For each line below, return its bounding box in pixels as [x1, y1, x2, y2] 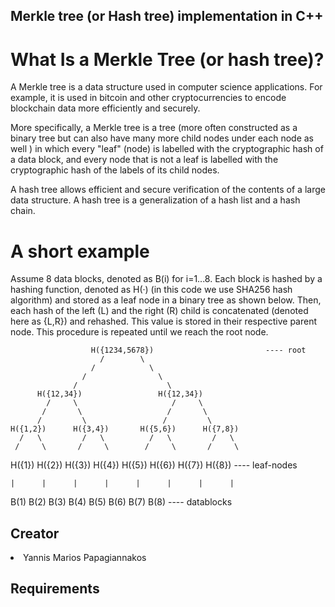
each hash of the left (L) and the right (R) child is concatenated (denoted [10, 305, 309, 317]
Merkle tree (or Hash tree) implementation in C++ [10, 8, 324, 25]
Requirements [10, 580, 100, 598]
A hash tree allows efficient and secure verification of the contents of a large [10, 184, 326, 196]
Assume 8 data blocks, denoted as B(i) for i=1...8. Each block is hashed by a [10, 273, 323, 285]
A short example [10, 240, 150, 263]
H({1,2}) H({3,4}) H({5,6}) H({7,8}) [10, 424, 240, 434]
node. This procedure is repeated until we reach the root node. [10, 326, 269, 338]
